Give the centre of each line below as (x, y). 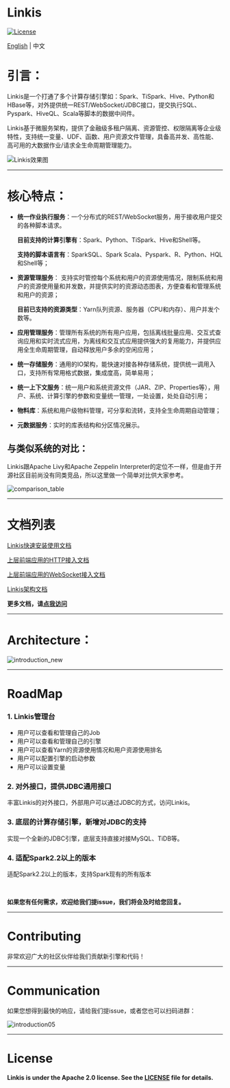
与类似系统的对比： (48, 449)
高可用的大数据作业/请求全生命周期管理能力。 (71, 145)
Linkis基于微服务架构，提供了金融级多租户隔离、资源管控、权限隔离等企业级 (114, 128)
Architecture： (50, 640)
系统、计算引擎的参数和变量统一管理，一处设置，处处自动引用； (119, 396)
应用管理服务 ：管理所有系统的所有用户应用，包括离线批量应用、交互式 (116, 332)
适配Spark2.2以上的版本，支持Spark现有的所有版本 (79, 874)
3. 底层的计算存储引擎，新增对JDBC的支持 (77, 822)
